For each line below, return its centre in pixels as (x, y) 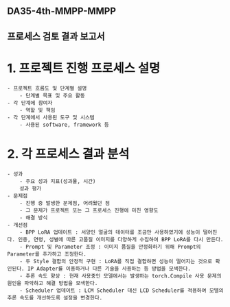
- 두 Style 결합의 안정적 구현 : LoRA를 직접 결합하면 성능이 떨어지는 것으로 (116, 261)
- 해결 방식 (34, 218)
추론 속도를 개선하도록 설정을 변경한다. (55, 297)
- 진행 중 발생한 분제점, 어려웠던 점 (65, 203)
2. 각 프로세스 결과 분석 (68, 154)
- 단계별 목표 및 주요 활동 (52, 95)
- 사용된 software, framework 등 (65, 125)
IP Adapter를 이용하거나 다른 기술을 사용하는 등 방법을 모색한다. (109, 269)
